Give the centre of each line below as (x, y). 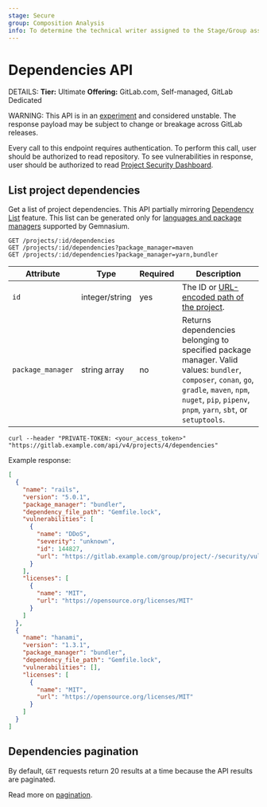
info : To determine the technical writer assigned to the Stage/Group (128, 30)
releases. (23, 133)
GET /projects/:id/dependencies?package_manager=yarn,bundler (113, 255)
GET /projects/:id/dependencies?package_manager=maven (101, 248)
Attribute (43, 274)
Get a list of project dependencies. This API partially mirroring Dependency (131, 210)
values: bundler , (212, 370)
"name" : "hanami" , (53, 638)
